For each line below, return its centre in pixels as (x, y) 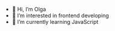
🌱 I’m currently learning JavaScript (55, 22)
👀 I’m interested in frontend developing (60, 15)
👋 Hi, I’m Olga (29, 9)
